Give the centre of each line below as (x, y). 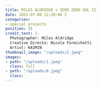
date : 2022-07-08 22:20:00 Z (36, 15)
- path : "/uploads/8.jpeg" (34, 71)
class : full (23, 66)
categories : (18, 19)
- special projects (26, 24)
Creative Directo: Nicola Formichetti (51, 43)
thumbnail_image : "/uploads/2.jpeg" (44, 52)
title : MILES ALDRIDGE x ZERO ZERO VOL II (51, 10)
